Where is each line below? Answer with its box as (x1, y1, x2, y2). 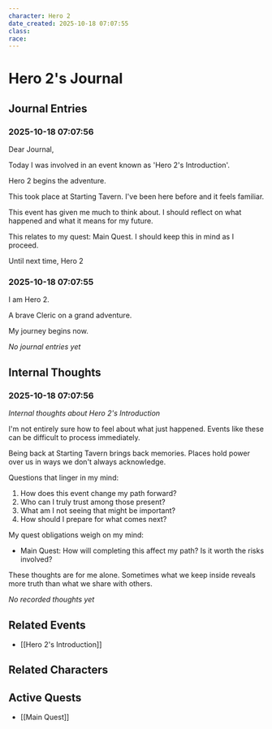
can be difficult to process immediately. (8, 433, 140, 442)
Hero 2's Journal (8, 70, 123, 88)
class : (8, 27, 31, 35)
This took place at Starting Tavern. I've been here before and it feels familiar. (8, 192, 265, 201)
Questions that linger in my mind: (8, 472, 119, 483)
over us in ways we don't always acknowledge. (8, 457, 166, 467)
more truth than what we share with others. (8, 579, 153, 589)
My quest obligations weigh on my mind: (8, 530, 145, 540)
